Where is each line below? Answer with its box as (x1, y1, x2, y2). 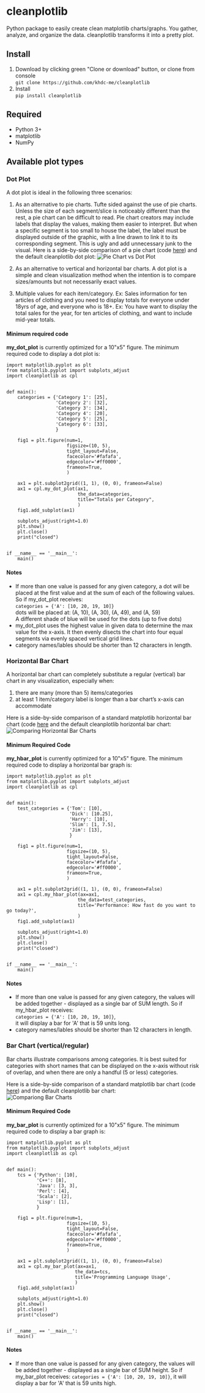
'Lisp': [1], (36, 1199, 70, 1205)
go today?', (6, 908, 37, 914)
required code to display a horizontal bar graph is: (6, 761, 133, 769)
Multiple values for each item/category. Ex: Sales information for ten (15, 290, 187, 298)
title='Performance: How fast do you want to (77, 902, 196, 909)
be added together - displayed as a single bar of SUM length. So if (15, 1000, 183, 1008)
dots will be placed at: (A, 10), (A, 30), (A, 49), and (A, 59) (15, 609, 161, 616)
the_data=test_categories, (77, 897, 147, 903)
